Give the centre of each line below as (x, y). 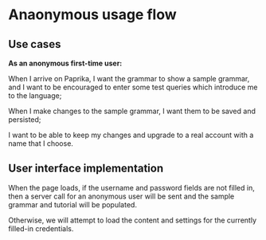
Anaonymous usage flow (92, 15)
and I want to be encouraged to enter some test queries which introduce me (133, 87)
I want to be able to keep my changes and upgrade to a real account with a (131, 135)
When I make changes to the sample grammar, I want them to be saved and (132, 111)
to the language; (35, 96)
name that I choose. (41, 144)
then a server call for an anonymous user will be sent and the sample (121, 196)
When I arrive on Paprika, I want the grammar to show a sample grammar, (129, 79)
